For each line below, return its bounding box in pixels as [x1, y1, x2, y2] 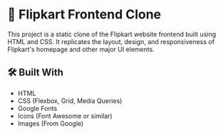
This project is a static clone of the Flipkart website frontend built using [7, 30, 217, 38]
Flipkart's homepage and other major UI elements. [7, 45, 155, 53]
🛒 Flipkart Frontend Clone [7, 6, 162, 23]
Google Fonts [17, 104, 58, 112]
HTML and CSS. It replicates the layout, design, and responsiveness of [7, 37, 215, 45]
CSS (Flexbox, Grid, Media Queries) [17, 96, 123, 105]
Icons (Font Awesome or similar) [17, 112, 113, 120]
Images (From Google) [17, 119, 84, 127]
